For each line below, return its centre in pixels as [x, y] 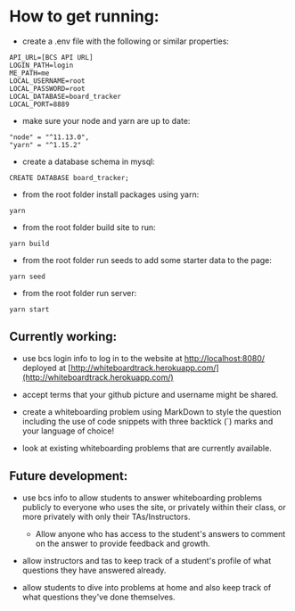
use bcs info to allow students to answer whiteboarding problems [142, 498]
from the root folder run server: [79, 293]
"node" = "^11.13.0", [49, 137]
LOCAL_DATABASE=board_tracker [66, 96]
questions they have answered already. [94, 570]
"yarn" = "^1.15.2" [45, 144]
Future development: [69, 476]
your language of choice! [68, 431]
